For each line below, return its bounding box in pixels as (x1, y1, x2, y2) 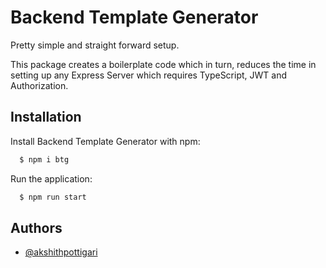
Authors (10, 219, 63, 236)
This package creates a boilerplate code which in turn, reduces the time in (10, 58, 317, 70)
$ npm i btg (19, 154, 70, 165)
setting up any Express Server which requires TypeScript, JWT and (10, 69, 288, 81)
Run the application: (10, 172, 93, 185)
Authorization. (10, 79, 69, 91)
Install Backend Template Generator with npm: (10, 135, 201, 147)
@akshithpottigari (24, 246, 98, 258)
